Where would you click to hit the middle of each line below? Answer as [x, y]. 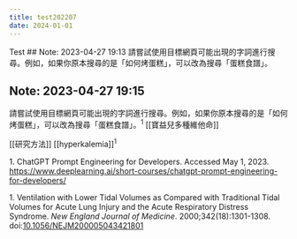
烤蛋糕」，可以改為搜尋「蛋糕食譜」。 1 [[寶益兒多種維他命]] [114, 124]
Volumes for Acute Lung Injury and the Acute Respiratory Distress [129, 206]
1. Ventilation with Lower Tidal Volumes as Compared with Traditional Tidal [145, 197]
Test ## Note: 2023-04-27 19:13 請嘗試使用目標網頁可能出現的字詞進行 [138, 52]
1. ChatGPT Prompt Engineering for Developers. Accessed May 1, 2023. [139, 161]
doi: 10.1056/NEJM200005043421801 [76, 225]
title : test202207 [43, 17]
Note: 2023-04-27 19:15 [77, 90]
